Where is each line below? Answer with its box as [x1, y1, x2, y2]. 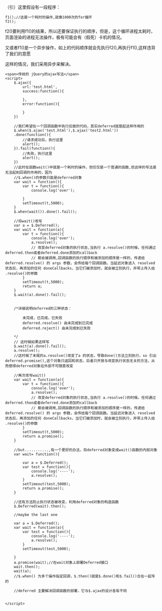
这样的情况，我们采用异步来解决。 [5, 61, 73, 67]
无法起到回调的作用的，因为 [5, 170, 53, 175]
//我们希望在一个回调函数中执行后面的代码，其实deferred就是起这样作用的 [14, 124, 144, 129]
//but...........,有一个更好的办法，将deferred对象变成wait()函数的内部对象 [14, 447, 158, 452]
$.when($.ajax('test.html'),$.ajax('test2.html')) [14, 128, 119, 133]
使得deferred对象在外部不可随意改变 [8, 364, 73, 369]
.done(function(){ [14, 132, 51, 137]
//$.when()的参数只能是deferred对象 [14, 175, 82, 180]
